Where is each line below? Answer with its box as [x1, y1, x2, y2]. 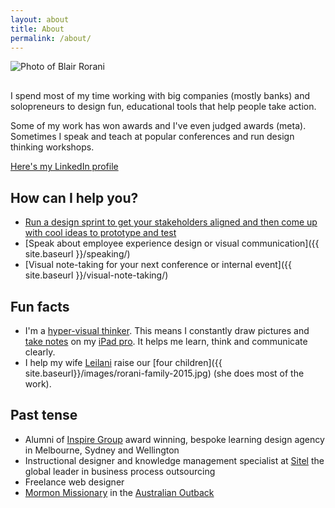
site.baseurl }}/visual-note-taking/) [24, 269, 169, 281]
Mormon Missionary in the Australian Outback [24, 486, 215, 498]
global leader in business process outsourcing [24, 465, 216, 477]
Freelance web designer [24, 476, 125, 488]
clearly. [24, 346, 56, 358]
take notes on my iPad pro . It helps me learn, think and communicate [24, 336, 308, 347]
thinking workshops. [10, 141, 95, 153]
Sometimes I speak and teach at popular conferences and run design [10, 131, 295, 143]
